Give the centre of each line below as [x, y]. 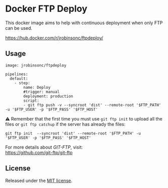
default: [19, 79]
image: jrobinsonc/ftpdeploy [36, 65]
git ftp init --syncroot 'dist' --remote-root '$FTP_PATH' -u [73, 133]
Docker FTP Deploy [46, 9]
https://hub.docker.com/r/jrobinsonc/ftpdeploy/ [54, 38]
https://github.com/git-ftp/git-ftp [39, 152]
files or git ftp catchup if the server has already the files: [65, 124]
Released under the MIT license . [39, 180]
